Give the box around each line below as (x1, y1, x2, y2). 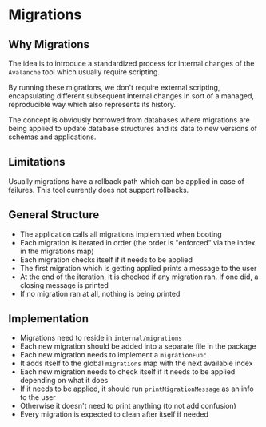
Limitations (8, 155, 66, 169)
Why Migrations (8, 38, 90, 51)
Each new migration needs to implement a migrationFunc (19, 350, 207, 360)
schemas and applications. (8, 132, 97, 142)
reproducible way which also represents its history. (8, 100, 177, 109)
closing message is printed (19, 280, 109, 289)
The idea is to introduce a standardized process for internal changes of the (8, 58, 255, 68)
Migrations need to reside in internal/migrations (19, 333, 182, 343)
